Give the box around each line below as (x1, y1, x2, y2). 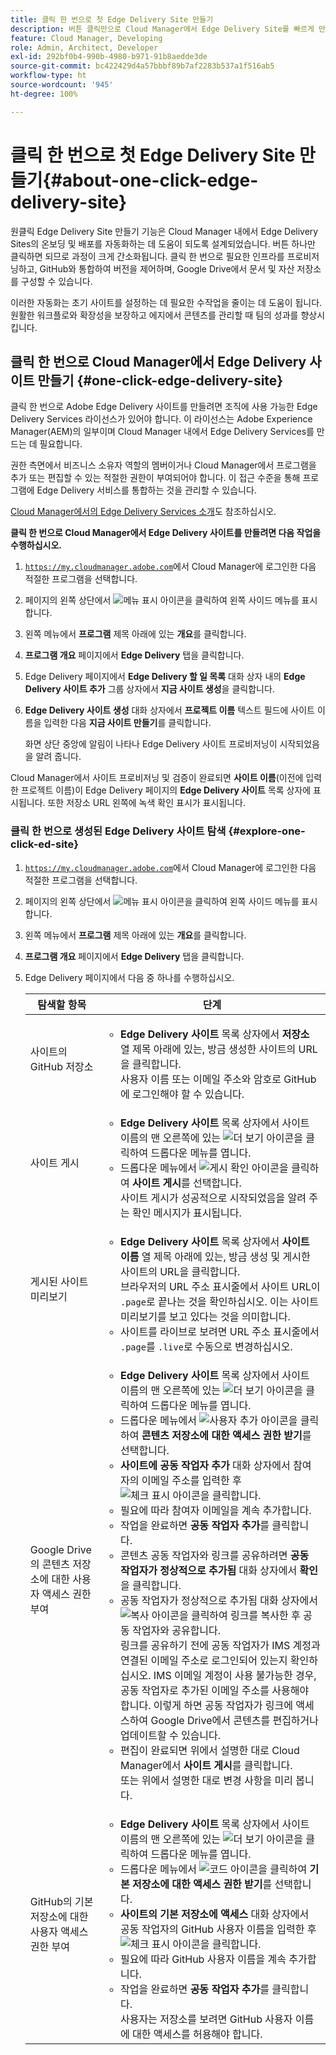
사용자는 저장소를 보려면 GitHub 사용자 (120, 2012, 293, 2026)
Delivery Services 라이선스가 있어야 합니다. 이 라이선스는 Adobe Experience (10, 413, 313, 425)
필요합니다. (39, 438, 83, 450)
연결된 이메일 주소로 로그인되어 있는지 (120, 1653, 288, 1667)
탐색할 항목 (37, 997, 87, 1011)
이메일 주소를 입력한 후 (141, 1473, 242, 1487)
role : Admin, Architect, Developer (10, 42, 159, 53)
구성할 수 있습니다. (20, 275, 93, 287)
